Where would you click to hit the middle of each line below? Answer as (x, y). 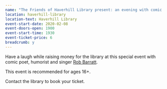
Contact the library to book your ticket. (45, 81)
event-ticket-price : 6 (29, 38)
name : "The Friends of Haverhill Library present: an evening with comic (84, 10)
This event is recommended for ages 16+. (48, 71)
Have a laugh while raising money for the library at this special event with (80, 56)
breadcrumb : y (20, 42)
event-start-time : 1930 (30, 33)
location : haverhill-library (35, 14)
